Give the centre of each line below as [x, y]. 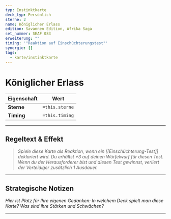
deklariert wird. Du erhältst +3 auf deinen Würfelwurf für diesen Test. [91, 157]
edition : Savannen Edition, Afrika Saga [49, 29]
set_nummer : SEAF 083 [28, 34]
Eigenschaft [23, 99]
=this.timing [58, 116]
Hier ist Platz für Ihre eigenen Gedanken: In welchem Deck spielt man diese [84, 200]
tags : [11, 52]
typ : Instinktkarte [26, 10]
